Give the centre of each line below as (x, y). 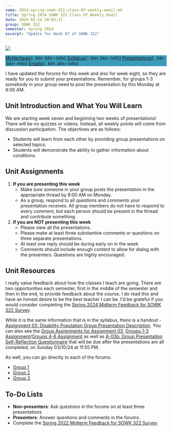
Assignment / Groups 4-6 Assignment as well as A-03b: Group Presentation (84, 337)
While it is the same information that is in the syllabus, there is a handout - (83, 320)
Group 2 (21, 373)
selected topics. (30, 145)
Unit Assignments (35, 171)
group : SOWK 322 (23, 24)
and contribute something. (48, 216)
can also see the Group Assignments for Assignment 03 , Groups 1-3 (77, 331)
